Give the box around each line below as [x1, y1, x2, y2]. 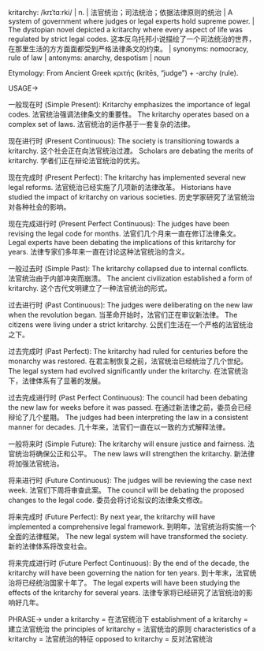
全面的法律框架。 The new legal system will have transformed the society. [8, 532, 248, 541]
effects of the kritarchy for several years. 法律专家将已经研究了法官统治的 [8, 588, 247, 597]
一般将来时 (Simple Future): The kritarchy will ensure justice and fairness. [8, 439, 246, 448]
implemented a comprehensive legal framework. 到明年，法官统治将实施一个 [8, 522, 257, 531]
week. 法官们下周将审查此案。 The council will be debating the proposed [8, 485, 244, 495]
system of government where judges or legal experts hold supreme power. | [8, 17, 255, 26]
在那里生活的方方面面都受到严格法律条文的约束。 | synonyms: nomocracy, [8, 44, 249, 54]
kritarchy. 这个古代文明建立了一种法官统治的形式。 [8, 284, 172, 292]
